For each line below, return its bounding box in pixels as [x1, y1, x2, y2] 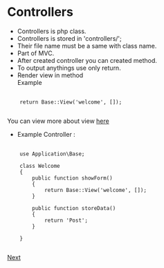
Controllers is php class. [17, 27, 86, 35]
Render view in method [17, 70, 84, 79]
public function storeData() [32, 204, 116, 211]
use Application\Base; [19, 150, 85, 157]
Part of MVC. [17, 49, 55, 57]
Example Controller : [17, 130, 76, 138]
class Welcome [19, 162, 60, 169]
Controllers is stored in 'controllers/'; [17, 34, 122, 42]
